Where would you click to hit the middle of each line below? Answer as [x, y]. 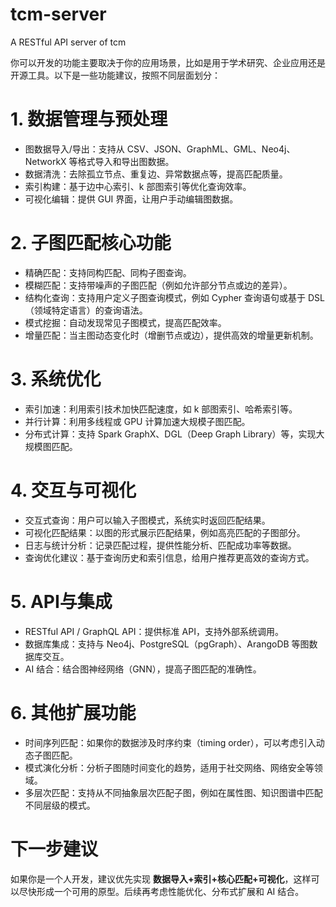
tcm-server [58, 14]
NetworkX [45, 161]
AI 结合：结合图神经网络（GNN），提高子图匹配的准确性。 [143, 669]
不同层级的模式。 [60, 805]
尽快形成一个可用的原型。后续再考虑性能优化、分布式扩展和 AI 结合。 [161, 891]
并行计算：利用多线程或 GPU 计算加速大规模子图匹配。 [137, 421]
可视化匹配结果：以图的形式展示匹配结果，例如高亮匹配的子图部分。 [165, 532]
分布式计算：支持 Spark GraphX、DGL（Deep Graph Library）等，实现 [170, 434]
